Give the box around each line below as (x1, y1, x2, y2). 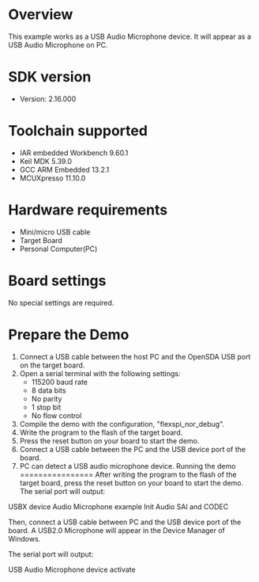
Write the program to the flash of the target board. (19, 428, 183, 437)
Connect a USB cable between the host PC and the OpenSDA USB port (19, 352, 251, 361)
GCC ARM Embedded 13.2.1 (19, 165, 110, 174)
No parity (31, 394, 62, 403)
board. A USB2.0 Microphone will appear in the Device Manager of (8, 525, 225, 535)
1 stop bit (31, 402, 62, 412)
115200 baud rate (31, 377, 88, 386)
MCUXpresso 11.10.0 (19, 173, 86, 183)
